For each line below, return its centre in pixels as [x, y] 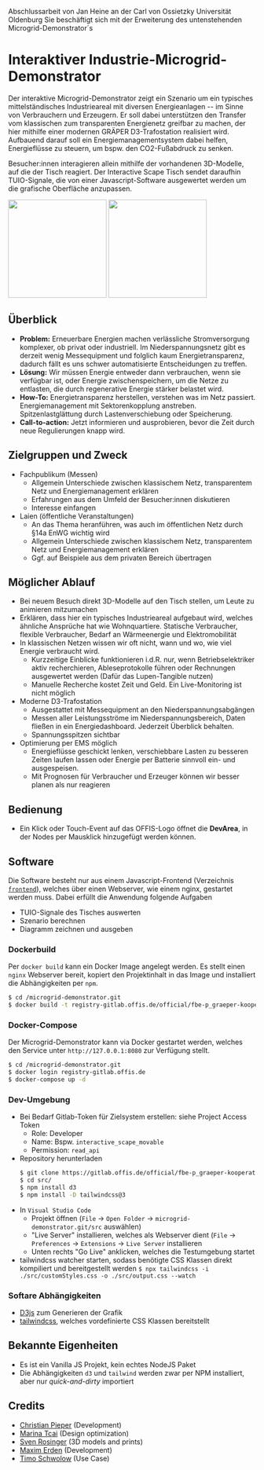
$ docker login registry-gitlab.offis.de [77, 1072]
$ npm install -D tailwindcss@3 [72, 1195]
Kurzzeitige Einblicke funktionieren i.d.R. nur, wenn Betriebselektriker [143, 660]
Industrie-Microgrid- [158, 60]
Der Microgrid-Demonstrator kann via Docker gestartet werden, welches [126, 1042]
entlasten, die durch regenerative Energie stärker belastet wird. [121, 389]
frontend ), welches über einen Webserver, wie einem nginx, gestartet [121, 889]
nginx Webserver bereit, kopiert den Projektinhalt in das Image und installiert [132, 975]
